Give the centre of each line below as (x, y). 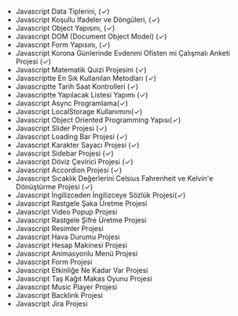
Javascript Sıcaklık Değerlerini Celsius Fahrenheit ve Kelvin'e (114, 178)
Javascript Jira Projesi (51, 303)
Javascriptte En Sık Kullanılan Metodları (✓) (86, 78)
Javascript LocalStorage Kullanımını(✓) (79, 112)
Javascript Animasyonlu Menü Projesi (77, 254)
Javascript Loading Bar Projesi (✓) (71, 136)
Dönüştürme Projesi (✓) (54, 187)
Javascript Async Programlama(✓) (71, 103)
